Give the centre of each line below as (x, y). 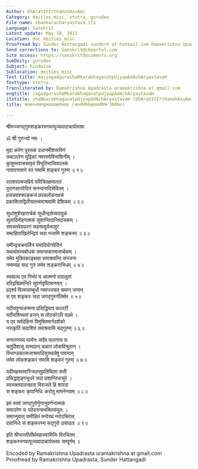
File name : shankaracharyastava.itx (51, 22)
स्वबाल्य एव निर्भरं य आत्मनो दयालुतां (39, 277)
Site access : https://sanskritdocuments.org (62, 55)
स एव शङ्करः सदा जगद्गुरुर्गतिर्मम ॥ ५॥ (44, 296)
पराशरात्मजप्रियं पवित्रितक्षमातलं (34, 182)
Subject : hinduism (29, 66)
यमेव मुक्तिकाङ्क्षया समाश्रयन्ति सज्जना (41, 258)
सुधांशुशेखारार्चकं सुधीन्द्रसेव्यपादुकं (37, 213)
